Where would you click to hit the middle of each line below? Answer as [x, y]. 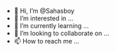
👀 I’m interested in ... [44, 18]
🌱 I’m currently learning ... [51, 26]
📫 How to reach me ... [46, 41]
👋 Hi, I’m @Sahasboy [44, 11]
